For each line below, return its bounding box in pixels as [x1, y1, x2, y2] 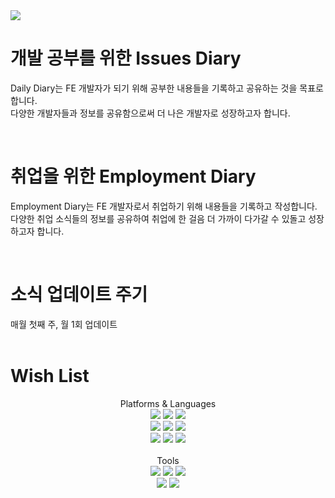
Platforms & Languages [119, 397, 217, 409]
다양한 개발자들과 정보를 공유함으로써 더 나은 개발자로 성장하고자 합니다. [10, 107, 291, 119]
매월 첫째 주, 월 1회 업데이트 [10, 318, 118, 330]
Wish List [10, 365, 90, 387]
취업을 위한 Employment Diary [10, 165, 257, 188]
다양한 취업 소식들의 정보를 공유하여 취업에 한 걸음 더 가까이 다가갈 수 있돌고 [10, 212, 307, 224]
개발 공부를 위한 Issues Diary [10, 47, 242, 70]
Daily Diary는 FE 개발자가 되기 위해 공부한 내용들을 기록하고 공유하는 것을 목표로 [10, 82, 324, 94]
